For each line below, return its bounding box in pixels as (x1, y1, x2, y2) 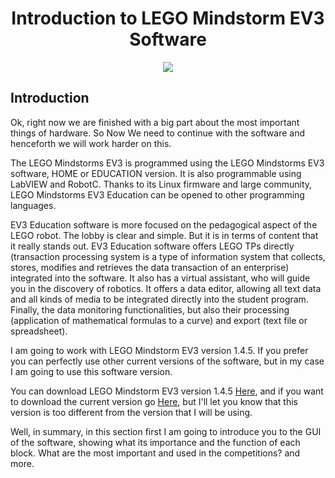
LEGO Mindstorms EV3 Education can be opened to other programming (10, 188, 305, 201)
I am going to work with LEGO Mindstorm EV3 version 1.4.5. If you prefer (10, 344, 309, 356)
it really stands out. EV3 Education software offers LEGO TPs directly (10, 240, 295, 252)
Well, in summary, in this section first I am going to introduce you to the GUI (10, 425, 322, 437)
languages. (10, 199, 57, 211)
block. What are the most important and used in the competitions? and (10, 447, 301, 459)
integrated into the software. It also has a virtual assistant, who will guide (10, 272, 311, 284)
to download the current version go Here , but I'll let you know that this (10, 395, 299, 407)
